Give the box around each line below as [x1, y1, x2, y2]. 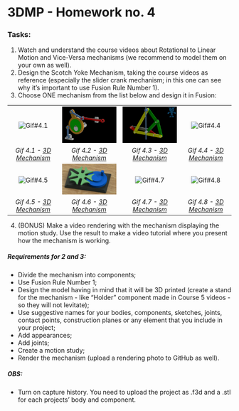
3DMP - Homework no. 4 [7, 4, 156, 21]
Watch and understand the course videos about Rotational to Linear [17, 46, 216, 54]
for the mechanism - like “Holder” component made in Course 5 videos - [17, 293, 231, 301]
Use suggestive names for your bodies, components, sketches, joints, [17, 308, 223, 316]
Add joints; [17, 338, 50, 347]
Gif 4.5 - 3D [15, 198, 52, 206]
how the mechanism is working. [17, 236, 112, 245]
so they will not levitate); [17, 300, 90, 309]
